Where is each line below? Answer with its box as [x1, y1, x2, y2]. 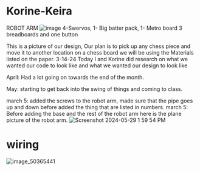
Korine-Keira [6, 4, 73, 18]
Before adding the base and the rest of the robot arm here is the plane [6, 110, 182, 117]
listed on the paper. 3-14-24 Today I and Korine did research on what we [6, 55, 188, 62]
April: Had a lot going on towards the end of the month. [6, 73, 145, 81]
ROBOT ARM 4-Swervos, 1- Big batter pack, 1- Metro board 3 [6, 24, 182, 32]
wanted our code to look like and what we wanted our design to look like [6, 62, 188, 69]
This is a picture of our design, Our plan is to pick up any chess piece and [6, 42, 191, 50]
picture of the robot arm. [6, 116, 68, 124]
